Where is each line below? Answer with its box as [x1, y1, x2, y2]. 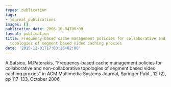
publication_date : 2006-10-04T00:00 [5, 27, 83, 32]
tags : [5, 12, 17, 17]
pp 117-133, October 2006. [5, 76, 61, 82]
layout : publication [5, 31, 50, 36]
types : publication [5, 7, 47, 13]
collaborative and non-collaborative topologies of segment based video [5, 65, 156, 71]
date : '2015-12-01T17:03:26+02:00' [5, 46, 81, 51]
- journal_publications [5, 17, 56, 22]
